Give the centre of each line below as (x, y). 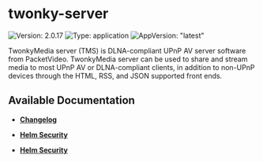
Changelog (38, 120)
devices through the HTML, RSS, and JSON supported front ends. (115, 75)
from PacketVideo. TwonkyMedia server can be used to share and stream (128, 59)
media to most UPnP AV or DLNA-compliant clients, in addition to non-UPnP (131, 67)
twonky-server (58, 14)
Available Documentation (72, 100)
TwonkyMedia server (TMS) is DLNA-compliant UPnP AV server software (127, 50)
